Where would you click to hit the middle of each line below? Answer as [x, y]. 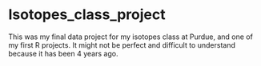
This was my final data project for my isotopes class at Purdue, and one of [131, 37]
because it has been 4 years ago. [63, 53]
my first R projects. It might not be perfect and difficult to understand [122, 45]
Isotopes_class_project [87, 15]
